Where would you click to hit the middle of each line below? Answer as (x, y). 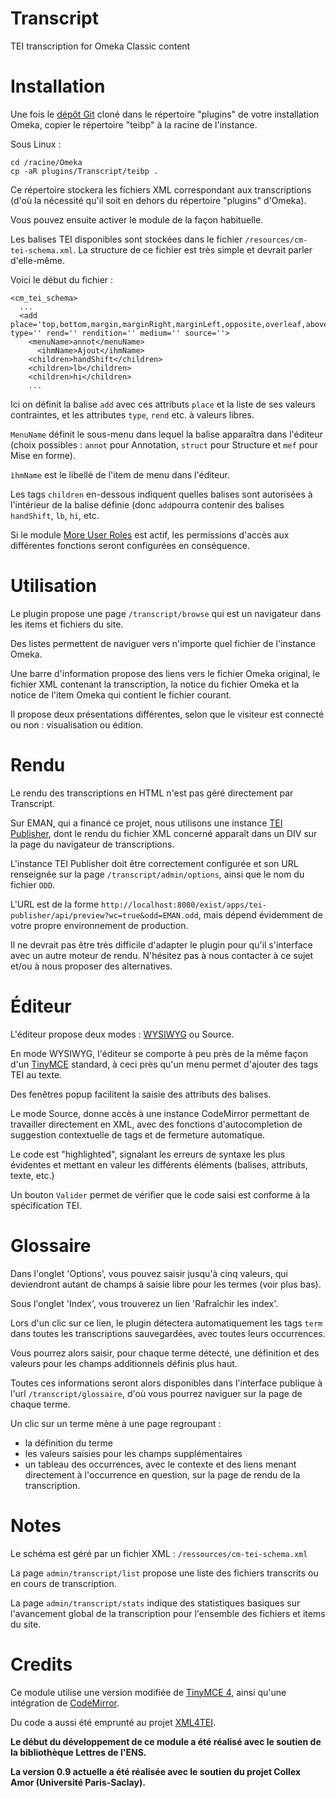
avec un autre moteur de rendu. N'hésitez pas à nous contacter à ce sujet (162, 955)
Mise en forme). (43, 455)
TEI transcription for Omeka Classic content (100, 46)
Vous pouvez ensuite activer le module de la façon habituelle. (137, 219)
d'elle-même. (37, 260)
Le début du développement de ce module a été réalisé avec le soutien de (166, 1741)
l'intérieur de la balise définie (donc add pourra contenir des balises (147, 504)
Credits (41, 1664)
